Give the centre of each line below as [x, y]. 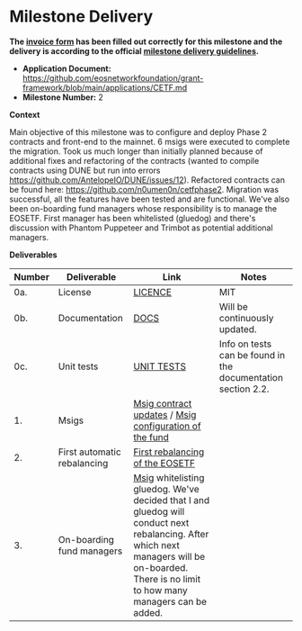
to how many [160, 590]
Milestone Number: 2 [62, 97]
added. [148, 612]
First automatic [89, 452]
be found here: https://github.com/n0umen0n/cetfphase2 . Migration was [144, 189]
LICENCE [153, 292]
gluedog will [159, 511]
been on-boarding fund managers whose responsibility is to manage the [143, 208]
